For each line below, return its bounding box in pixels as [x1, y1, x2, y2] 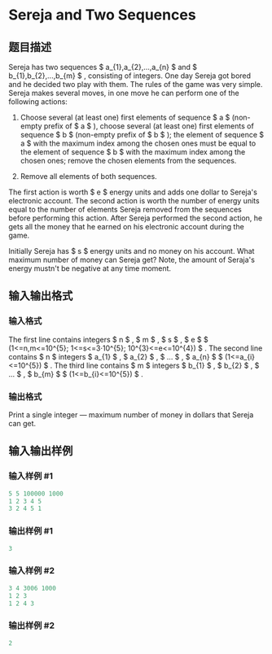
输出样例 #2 [8, 620, 55, 631]
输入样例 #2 [8, 565, 55, 577]
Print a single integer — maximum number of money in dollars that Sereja [8, 409, 254, 420]
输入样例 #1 [8, 470, 53, 482]
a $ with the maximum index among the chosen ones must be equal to [20, 138, 257, 148]
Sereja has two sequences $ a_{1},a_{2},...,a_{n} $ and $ [8, 63, 198, 72]
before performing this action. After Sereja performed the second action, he [8, 213, 263, 223]
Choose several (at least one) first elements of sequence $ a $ [20, 112, 230, 122]
